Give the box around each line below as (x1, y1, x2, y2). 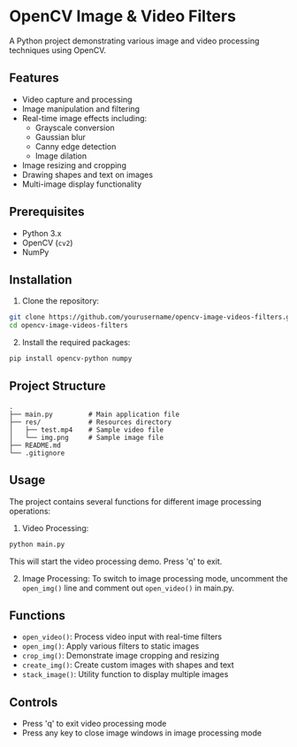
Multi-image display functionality (21, 179, 142, 189)
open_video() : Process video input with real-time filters (21, 631, 223, 643)
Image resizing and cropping (21, 159, 126, 170)
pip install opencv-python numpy (9, 354, 133, 364)
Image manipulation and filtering (21, 104, 140, 114)
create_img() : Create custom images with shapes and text (21, 659, 234, 670)
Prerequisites (9, 204, 85, 219)
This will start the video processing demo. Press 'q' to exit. (9, 556, 223, 566)
